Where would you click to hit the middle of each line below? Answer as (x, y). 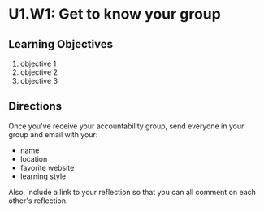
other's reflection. (38, 201)
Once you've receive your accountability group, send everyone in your (126, 126)
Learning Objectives (61, 44)
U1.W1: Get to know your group (115, 14)
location (34, 158)
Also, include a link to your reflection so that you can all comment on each (132, 192)
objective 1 (38, 63)
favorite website (47, 167)
